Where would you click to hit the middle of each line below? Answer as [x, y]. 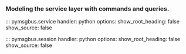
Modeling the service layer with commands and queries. [87, 9]
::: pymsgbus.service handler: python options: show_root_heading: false [93, 22]
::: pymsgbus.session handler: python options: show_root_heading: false [93, 39]
